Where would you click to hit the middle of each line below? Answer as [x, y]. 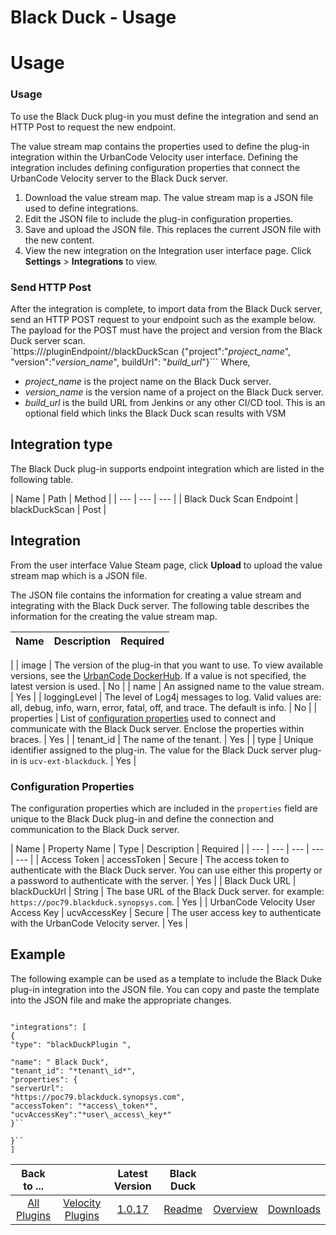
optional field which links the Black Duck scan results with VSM [155, 413]
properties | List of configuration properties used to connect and [143, 718]
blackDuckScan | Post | [58, 509]
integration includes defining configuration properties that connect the [155, 167]
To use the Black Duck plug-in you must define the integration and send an [164, 116]
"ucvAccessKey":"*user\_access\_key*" [91, 1114]
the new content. [59, 240]
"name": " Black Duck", [60, 1062]
